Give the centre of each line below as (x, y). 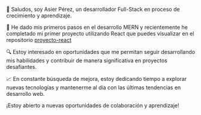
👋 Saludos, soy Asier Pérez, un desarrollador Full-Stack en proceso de (93, 9)
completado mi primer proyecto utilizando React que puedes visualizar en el (100, 34)
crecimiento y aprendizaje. (39, 16)
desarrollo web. (25, 94)
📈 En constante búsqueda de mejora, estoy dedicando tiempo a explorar (97, 79)
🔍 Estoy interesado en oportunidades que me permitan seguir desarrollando (101, 52)
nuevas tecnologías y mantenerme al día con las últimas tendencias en (94, 87)
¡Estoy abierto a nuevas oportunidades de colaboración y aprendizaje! (93, 105)
